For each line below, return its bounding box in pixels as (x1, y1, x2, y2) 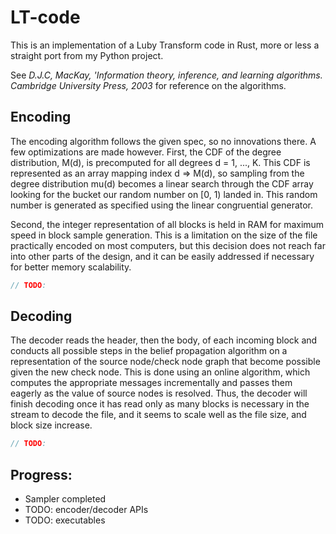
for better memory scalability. (10, 261, 132, 273)
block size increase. (10, 419, 93, 431)
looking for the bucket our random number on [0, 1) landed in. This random (10, 188, 318, 200)
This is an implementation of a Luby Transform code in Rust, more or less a (10, 39, 320, 51)
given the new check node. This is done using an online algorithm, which (10, 366, 311, 378)
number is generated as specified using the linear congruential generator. (10, 199, 314, 211)
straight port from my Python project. (10, 49, 164, 61)
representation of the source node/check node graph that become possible (10, 356, 321, 368)
